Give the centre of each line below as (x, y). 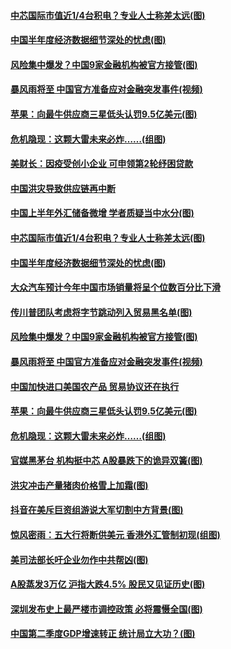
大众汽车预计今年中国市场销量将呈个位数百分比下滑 (115, 287)
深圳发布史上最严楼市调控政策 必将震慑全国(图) (106, 609)
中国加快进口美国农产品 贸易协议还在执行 (95, 386)
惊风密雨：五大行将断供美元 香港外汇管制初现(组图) (115, 535)
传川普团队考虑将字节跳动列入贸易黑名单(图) (101, 312)
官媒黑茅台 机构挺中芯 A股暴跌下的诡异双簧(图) (106, 461)
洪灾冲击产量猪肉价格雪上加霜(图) (79, 485)
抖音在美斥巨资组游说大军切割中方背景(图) (97, 510)
